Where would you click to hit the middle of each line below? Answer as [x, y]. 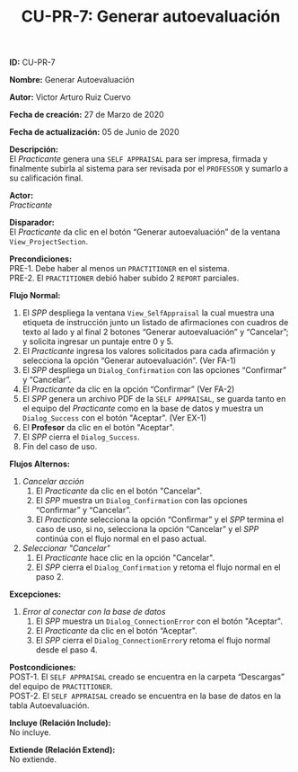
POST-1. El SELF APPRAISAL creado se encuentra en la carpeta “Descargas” [147, 677]
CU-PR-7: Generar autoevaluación [151, 17]
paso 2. [50, 577]
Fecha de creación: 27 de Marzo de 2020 [87, 115]
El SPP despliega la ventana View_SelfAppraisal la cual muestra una [148, 313]
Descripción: [34, 149]
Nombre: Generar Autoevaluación [72, 80]
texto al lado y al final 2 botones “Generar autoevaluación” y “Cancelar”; [155, 332]
